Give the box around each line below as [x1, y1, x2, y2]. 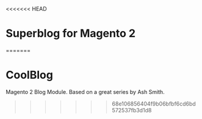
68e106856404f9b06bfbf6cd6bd [112, 100, 196, 107]
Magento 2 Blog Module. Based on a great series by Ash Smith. [5, 88, 165, 95]
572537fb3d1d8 [112, 106, 152, 114]
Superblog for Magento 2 [5, 27, 135, 40]
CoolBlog [5, 68, 53, 82]
